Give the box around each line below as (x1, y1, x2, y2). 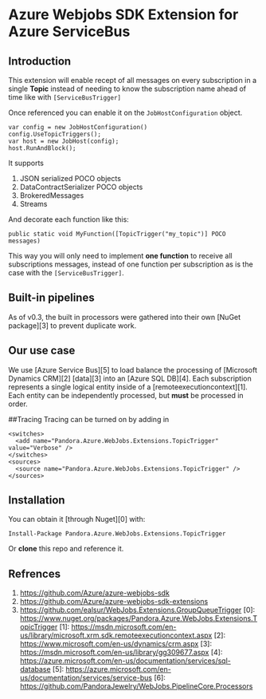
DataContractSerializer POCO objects (19, 182, 143, 192)
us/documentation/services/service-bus (19, 673, 153, 683)
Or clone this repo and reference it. (8, 544, 124, 554)
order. (8, 399, 28, 409)
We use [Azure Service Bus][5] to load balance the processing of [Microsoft (8, 365, 257, 374)
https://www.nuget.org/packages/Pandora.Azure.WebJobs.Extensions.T (19, 614, 257, 623)
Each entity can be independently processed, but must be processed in (8, 390, 244, 400)
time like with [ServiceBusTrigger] (8, 93, 122, 101)
